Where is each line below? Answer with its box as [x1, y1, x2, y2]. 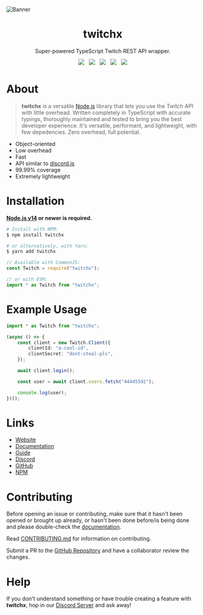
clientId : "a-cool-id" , [28, 345, 89, 352]
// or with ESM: [6, 276, 48, 282]
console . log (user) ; [17, 389, 67, 396]
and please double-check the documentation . [6, 523, 122, 531]
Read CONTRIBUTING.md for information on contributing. [6, 535, 152, 542]
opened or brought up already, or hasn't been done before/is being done [6, 517, 190, 524]
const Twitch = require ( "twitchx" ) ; [6, 265, 100, 271]
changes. [6, 553, 30, 561]
